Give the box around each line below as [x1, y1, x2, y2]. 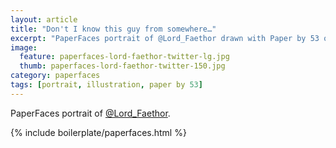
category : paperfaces [10, 71, 101, 81]
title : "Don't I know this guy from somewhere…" [10, 24, 217, 34]
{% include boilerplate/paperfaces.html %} [10, 126, 187, 138]
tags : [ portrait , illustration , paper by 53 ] [10, 80, 203, 90]
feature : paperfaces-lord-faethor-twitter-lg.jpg [19, 52, 230, 62]
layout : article [10, 14, 78, 25]
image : [10, 42, 38, 53]
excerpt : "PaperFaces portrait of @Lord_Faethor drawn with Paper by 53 [10, 33, 320, 43]
